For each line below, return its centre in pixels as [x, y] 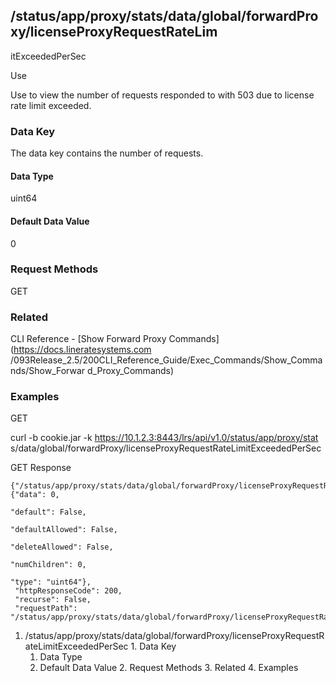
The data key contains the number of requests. [107, 153]
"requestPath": [46, 609]
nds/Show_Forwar [48, 371]
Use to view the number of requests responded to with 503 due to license [162, 95]
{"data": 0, [35, 495]
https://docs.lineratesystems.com [82, 350]
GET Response [41, 468]
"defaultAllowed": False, [64, 530]
